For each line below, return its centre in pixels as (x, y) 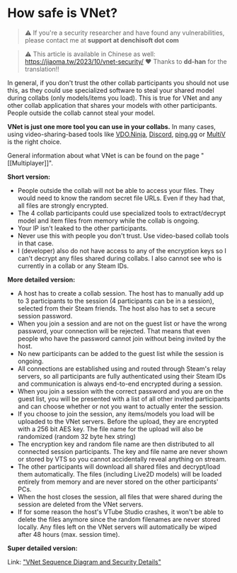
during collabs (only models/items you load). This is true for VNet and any (115, 98)
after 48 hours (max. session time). (69, 534)
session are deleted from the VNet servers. (80, 504)
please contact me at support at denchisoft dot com (102, 40)
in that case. (36, 243)
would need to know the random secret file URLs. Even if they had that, (121, 198)
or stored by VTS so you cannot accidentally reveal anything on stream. (122, 459)
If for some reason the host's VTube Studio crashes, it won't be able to (121, 511)
